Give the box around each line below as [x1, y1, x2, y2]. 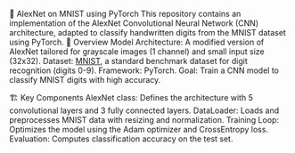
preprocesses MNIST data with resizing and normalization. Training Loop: [9, 115, 279, 125]
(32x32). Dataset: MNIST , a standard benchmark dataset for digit [9, 56, 248, 66]
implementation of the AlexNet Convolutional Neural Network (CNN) [9, 18, 259, 28]
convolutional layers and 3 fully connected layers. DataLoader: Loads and [9, 105, 280, 116]
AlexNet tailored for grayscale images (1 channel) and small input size [9, 46, 265, 57]
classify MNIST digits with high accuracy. [9, 75, 161, 85]
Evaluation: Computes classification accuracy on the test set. [9, 133, 234, 144]
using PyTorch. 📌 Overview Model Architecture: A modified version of [9, 36, 265, 47]
